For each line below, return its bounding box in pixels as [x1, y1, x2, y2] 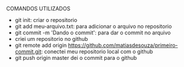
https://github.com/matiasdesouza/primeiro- [68, 42, 178, 49]
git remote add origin [14, 42, 67, 49]
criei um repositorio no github [14, 36, 88, 42]
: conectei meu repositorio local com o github [41, 48, 153, 55]
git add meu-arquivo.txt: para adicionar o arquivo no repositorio [14, 23, 172, 30]
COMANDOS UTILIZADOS [6, 5, 71, 12]
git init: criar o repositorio [14, 17, 78, 23]
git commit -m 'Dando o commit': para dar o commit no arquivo [14, 29, 171, 36]
